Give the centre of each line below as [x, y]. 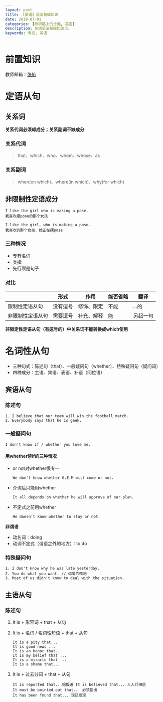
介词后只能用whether [34, 488]
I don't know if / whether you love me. [48, 444]
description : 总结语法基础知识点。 [38, 29]
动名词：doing [27, 538]
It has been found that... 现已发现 [49, 695]
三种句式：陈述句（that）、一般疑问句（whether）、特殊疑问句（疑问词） [87, 366]
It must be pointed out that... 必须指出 [55, 690]
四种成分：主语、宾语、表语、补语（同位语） [59, 372]
